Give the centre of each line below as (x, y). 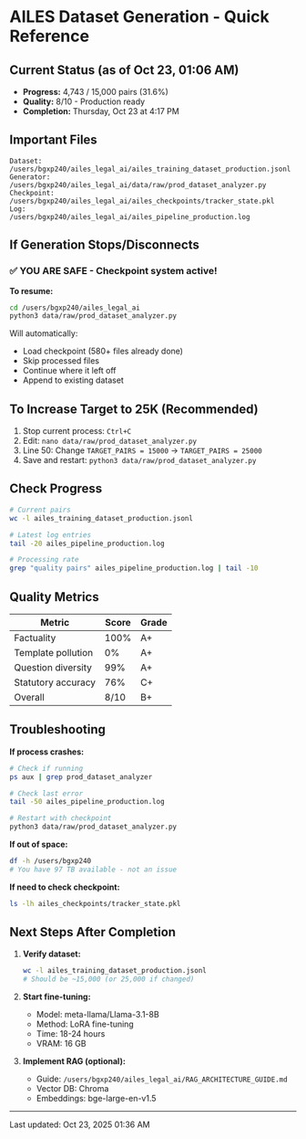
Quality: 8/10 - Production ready (84, 101)
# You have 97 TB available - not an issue (93, 870)
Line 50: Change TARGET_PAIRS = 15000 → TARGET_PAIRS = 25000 (142, 450)
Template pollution (54, 652)
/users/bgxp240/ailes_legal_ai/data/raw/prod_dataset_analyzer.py (138, 185)
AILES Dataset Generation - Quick (140, 17)
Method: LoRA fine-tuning (85, 1024)
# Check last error (46, 793)
